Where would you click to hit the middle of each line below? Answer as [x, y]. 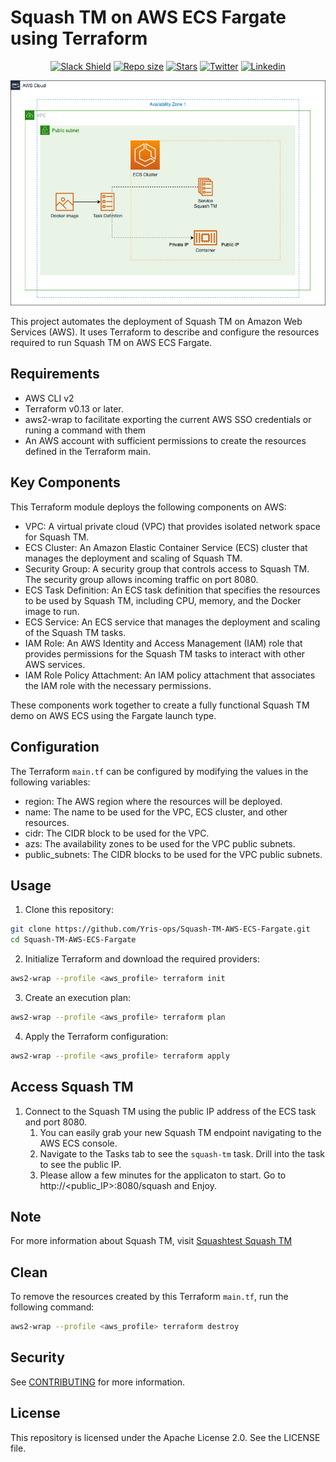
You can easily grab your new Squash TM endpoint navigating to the [180, 1132]
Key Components [65, 482]
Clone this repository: [69, 910]
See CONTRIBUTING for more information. [98, 1382]
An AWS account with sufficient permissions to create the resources [165, 440]
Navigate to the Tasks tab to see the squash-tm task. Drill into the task [182, 1153]
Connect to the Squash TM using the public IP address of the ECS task [170, 1111]
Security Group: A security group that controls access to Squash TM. [167, 568]
